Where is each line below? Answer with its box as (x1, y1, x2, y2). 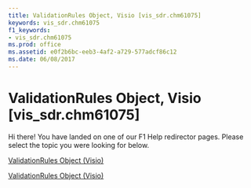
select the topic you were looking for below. (8, 140, 150, 149)
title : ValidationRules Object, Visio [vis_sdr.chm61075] (8, 11, 202, 20)
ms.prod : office (8, 41, 61, 49)
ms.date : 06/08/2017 (8, 56, 76, 64)
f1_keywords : (8, 26, 51, 34)
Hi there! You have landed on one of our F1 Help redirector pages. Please (8, 131, 244, 142)
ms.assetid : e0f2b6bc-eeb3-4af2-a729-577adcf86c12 (8, 48, 177, 56)
